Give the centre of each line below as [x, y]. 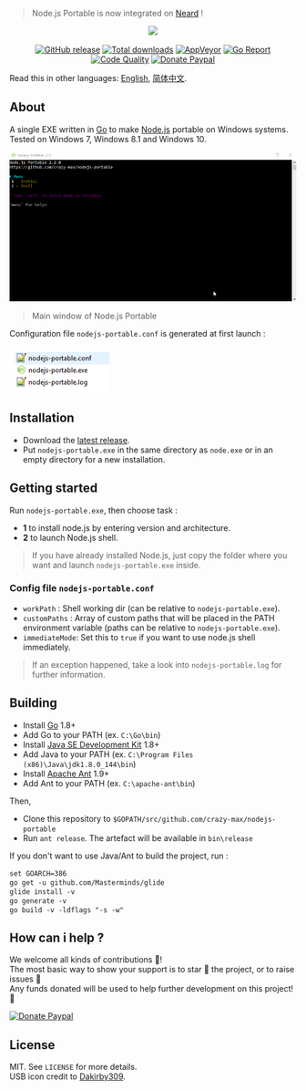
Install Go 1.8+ [49, 725]
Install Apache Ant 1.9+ [66, 774]
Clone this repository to [66, 818]
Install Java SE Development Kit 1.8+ [91, 744]
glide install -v [42, 892]
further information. [69, 674]
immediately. [46, 647]
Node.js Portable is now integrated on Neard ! [117, 13]
